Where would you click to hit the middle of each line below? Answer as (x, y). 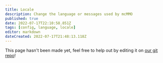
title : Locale (20, 9)
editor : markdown (23, 32)
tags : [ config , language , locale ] (41, 28)
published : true (22, 18)
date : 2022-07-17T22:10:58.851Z (38, 23)
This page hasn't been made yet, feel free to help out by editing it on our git (81, 50)
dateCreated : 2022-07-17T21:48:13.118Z (46, 37)
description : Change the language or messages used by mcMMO (69, 14)
